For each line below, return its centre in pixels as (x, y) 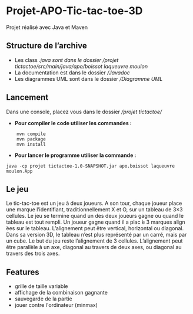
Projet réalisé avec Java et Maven (47, 27)
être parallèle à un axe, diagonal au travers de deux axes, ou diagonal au (94, 247)
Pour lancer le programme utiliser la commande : (75, 155)
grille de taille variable (41, 286)
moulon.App (19, 171)
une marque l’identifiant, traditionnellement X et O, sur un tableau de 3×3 (94, 210)
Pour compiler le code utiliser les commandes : (73, 123)
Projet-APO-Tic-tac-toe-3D (74, 11)
